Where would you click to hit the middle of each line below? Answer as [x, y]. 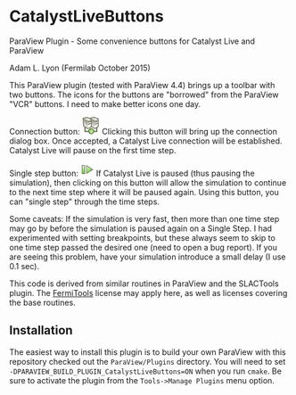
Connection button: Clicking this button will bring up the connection [144, 131]
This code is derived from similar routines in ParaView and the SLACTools [144, 284]
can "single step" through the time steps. [85, 202]
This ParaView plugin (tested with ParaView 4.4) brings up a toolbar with [142, 85]
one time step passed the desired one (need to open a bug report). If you [144, 247]
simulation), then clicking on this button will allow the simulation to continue [148, 182]
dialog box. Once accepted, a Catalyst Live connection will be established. [146, 141]
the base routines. [42, 302]
